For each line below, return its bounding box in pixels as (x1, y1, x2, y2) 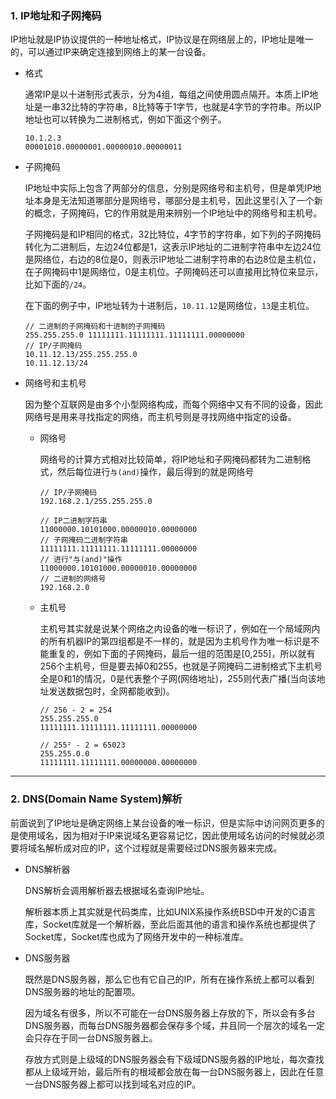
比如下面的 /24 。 (24, 278, 92, 291)
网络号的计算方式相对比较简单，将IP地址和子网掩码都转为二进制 (39, 453, 303, 466)
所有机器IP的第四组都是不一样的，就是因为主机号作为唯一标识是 (48, 635, 312, 647)
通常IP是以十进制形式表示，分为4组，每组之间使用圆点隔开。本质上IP (24, 88, 310, 101)
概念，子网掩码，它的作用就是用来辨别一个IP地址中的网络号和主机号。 (33, 207, 323, 219)
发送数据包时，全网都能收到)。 (48, 685, 175, 697)
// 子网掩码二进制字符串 (39, 535, 128, 546)
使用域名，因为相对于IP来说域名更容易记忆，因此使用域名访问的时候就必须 (18, 829, 325, 841)
